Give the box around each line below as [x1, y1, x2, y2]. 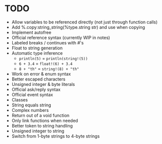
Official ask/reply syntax [11, 86, 61, 92]
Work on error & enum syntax [11, 71, 71, 77]
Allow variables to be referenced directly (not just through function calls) [11, 19, 158, 25]
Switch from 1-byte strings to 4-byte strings [11, 133, 100, 139]
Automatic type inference [11, 50, 63, 56]
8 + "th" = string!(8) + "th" [19, 65, 79, 71]
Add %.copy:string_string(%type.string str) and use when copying [11, 24, 145, 30]
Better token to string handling [11, 123, 73, 128]
